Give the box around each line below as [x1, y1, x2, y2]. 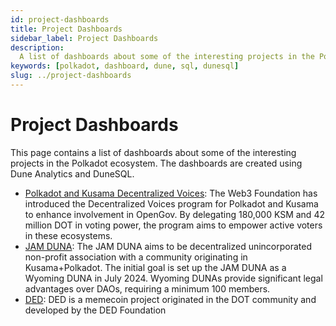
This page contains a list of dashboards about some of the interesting [10, 146, 297, 158]
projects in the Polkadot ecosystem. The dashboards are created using [10, 157, 303, 169]
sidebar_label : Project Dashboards [10, 33, 159, 43]
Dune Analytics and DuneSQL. [10, 167, 135, 180]
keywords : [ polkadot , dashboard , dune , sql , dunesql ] [10, 61, 240, 71]
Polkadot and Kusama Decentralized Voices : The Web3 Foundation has [24, 187, 318, 199]
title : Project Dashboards [10, 24, 123, 34]
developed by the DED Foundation [24, 304, 167, 316]
